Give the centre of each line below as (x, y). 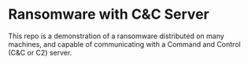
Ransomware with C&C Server (109, 14)
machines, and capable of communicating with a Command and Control (125, 44)
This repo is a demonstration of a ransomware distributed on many (116, 36)
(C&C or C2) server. (40, 52)
